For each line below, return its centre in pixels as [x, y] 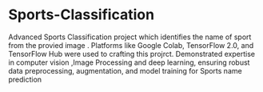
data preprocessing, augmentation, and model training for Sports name [125, 70]
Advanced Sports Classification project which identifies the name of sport [130, 37]
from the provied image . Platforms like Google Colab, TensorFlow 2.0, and [131, 45]
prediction [25, 79]
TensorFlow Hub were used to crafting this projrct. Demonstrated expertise [132, 54]
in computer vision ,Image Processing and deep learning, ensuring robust [129, 62]
